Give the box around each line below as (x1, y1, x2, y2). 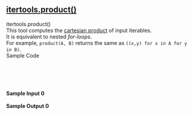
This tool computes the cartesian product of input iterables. (6, 27, 152, 34)
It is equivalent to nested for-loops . (6, 33, 92, 40)
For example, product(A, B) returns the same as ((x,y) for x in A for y (6, 39, 188, 46)
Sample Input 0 (6, 90, 45, 97)
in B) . (6, 46, 21, 53)
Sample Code (6, 52, 40, 59)
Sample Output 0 (6, 102, 49, 109)
